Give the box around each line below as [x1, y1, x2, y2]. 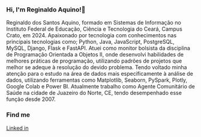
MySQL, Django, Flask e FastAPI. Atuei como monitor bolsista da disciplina [6, 44, 191, 52]
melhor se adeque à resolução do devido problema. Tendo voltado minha [6, 64, 187, 71]
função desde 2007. [6, 96, 56, 103]
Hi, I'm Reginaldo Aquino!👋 [6, 5, 86, 14]
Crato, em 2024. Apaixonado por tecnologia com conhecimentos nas [6, 32, 177, 39]
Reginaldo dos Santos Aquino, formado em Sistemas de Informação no [6, 19, 181, 26]
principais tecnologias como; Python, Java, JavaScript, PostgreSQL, [6, 38, 175, 46]
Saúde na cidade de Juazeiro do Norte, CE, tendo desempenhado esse [6, 90, 182, 97]
